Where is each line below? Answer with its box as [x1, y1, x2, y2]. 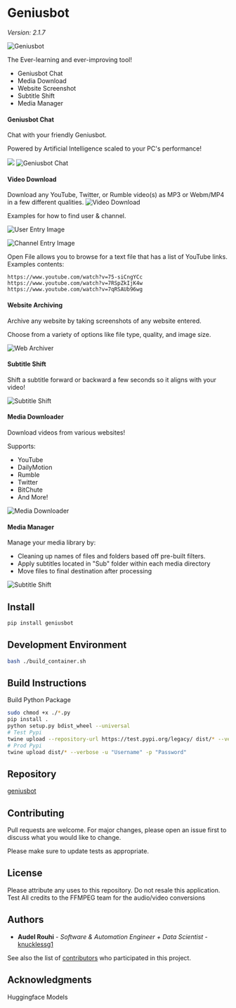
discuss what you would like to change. [7, 834, 122, 842]
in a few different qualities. [7, 198, 84, 207]
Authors [7, 914, 44, 926]
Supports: [7, 442, 37, 450]
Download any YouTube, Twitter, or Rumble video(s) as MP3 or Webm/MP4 [7, 191, 225, 199]
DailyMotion [17, 463, 53, 471]
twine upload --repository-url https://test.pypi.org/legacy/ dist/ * [7, 735, 216, 743]
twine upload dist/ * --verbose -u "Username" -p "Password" [7, 748, 188, 755]
